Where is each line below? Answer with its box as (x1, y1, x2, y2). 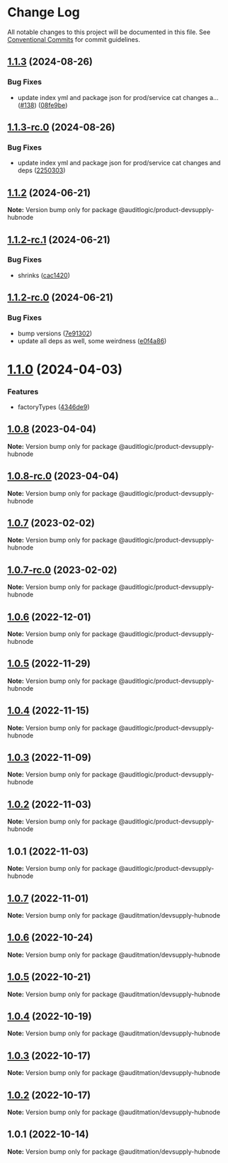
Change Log (7, 4, 80, 21)
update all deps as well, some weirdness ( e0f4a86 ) (17, 336, 167, 345)
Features (7, 386, 39, 396)
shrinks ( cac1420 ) (17, 271, 71, 279)
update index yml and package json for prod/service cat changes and (17, 159, 221, 167)
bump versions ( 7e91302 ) (17, 329, 93, 338)
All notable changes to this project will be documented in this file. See (7, 28, 211, 36)
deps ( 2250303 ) (17, 166, 66, 174)
